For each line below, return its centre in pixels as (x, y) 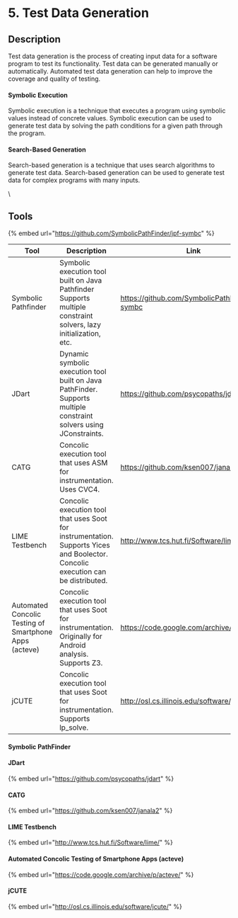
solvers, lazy (81, 325)
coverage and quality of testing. (54, 79)
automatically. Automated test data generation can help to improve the (110, 71)
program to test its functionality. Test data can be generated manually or (113, 64)
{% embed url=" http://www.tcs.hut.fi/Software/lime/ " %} (91, 843)
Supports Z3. (81, 663)
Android (73, 645)
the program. (27, 133)
